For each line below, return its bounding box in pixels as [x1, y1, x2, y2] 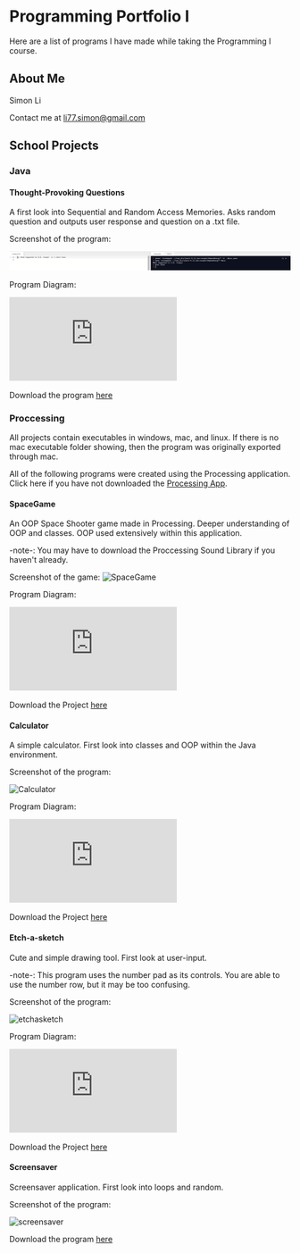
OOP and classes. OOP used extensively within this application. [9, 528, 243, 539]
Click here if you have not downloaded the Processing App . [9, 478, 228, 489]
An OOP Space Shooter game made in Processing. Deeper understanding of [9, 518, 290, 529]
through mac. [9, 451, 59, 462]
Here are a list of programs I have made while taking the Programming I [9, 36, 271, 46]
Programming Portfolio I [9, 6, 190, 27]
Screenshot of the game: [9, 572, 101, 582]
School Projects [9, 138, 99, 154]
